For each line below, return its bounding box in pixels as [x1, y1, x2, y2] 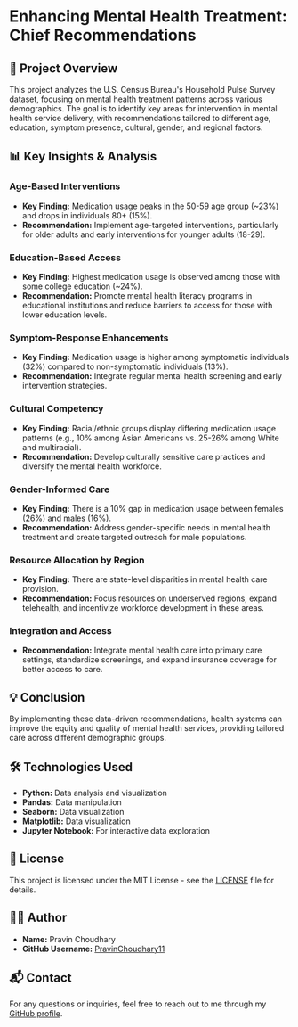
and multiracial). [21, 441, 82, 452]
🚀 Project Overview [9, 61, 118, 76]
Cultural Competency [9, 403, 104, 415]
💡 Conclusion [9, 689, 85, 705]
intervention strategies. [21, 381, 108, 391]
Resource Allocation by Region [9, 554, 145, 566]
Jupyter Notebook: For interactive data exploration [21, 826, 211, 836]
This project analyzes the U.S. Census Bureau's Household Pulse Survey [9, 85, 276, 94]
